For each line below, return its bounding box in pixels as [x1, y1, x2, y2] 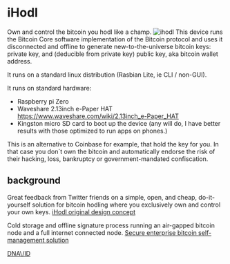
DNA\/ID [7, 249, 31, 257]
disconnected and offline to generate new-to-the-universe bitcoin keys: [7, 42, 211, 50]
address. [7, 57, 32, 65]
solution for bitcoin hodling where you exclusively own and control [32, 200, 221, 209]
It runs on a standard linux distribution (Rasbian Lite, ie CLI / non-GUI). [7, 70, 207, 79]
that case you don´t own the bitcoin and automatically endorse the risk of [7, 147, 215, 155]
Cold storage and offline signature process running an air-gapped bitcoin [7, 221, 215, 229]
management [7, 236, 45, 244]
